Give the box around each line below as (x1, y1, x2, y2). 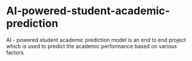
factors (6, 49, 24, 56)
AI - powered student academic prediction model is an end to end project (6, 36, 187, 43)
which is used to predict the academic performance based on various (6, 43, 177, 50)
